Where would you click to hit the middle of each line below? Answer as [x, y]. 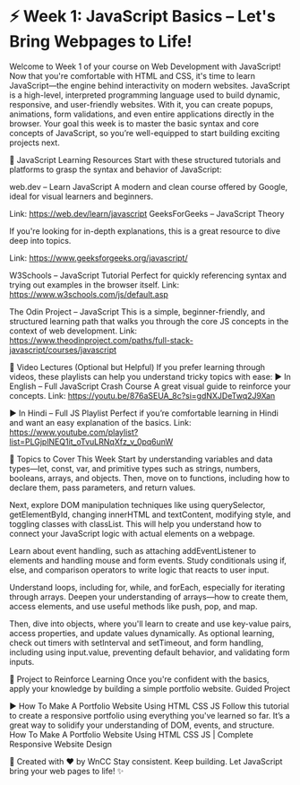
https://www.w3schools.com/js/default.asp [89, 294]
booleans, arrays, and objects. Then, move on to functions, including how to [150, 478]
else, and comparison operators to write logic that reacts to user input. [139, 570]
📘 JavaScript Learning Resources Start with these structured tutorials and [145, 160]
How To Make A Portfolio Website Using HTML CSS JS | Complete [131, 734]
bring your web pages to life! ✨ [67, 771]
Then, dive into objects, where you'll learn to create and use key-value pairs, [150, 624]
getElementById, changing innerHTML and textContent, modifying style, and [150, 514]
